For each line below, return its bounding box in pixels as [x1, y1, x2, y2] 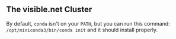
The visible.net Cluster [6, 5, 92, 15]
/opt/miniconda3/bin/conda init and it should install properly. [6, 26, 158, 33]
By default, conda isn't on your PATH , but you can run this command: [6, 20, 170, 27]
